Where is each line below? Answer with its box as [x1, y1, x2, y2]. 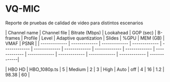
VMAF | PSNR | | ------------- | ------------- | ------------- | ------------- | [5, 40, 162, 46]
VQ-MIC [5, 3, 41, 15]
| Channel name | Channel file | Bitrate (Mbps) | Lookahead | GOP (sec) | [5, 29, 156, 35]
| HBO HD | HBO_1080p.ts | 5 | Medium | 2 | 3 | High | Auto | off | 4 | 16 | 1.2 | [5, 66, 164, 72]
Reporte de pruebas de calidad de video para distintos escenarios [5, 20, 144, 26]
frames [5, 35, 20, 41]
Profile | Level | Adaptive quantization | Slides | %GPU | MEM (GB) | [23, 35, 165, 41]
